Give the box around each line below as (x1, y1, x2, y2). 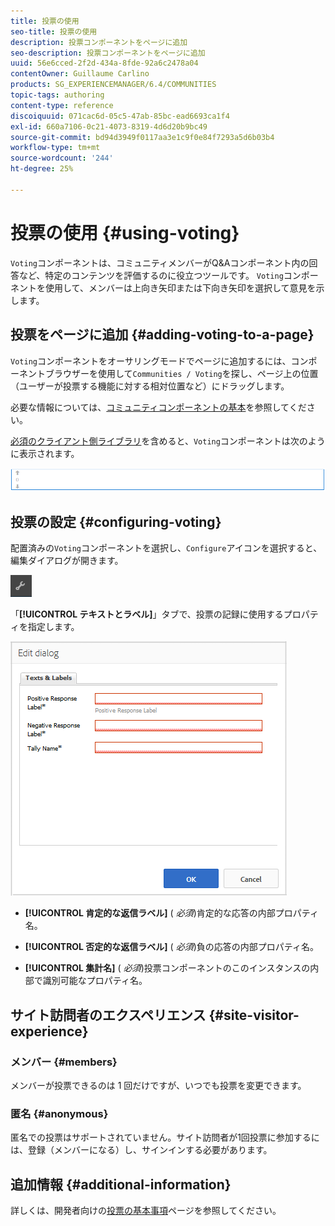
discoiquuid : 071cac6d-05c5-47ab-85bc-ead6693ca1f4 (10, 111, 230, 121)
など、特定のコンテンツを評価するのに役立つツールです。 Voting (18, 269, 284, 281)
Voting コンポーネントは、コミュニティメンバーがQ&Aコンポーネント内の (10, 256, 310, 269)
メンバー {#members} (10, 1055, 118, 1069)
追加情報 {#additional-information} (10, 1176, 232, 1193)
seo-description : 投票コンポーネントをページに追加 (10, 48, 206, 58)
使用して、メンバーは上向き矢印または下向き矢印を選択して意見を (44, 281, 317, 294)
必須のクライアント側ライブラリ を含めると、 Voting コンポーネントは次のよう (10, 435, 326, 447)
